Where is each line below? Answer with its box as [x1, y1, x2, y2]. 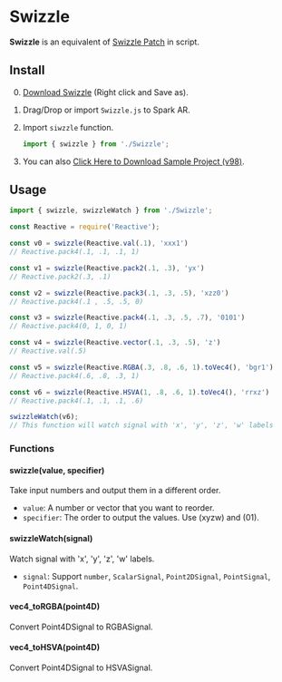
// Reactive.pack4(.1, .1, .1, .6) [9, 396, 144, 405]
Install [9, 63, 45, 78]
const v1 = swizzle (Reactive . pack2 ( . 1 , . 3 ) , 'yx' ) [9, 263, 205, 273]
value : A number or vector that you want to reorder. [22, 502, 215, 513]
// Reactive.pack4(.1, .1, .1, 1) [9, 248, 141, 257]
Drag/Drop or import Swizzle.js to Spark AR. [22, 104, 190, 115]
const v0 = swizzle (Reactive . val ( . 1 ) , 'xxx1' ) [9, 239, 189, 248]
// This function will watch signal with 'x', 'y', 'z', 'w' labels [9, 421, 274, 430]
